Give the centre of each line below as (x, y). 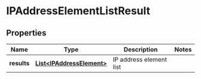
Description (141, 50)
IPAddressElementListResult (78, 11)
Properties (26, 33)
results (19, 63)
